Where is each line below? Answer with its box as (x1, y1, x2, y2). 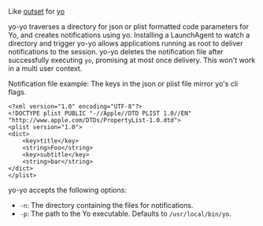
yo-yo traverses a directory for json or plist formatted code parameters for (8, 22, 250, 31)
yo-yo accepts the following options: (8, 185, 128, 195)
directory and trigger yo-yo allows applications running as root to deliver (8, 39, 243, 48)
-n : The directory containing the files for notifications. (19, 201, 194, 209)
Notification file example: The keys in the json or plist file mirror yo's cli (8, 79, 239, 88)
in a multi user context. (8, 64, 83, 73)
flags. (8, 87, 27, 97)
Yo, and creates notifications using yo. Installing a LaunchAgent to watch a (8, 31, 250, 39)
